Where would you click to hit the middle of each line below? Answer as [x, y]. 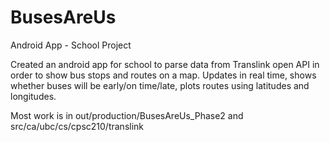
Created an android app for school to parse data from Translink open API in [165, 64]
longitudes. [33, 96]
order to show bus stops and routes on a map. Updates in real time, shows [163, 75]
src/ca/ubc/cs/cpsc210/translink [77, 126]
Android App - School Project [71, 45]
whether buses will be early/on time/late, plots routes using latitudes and [160, 85]
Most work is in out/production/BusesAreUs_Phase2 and [127, 115]
